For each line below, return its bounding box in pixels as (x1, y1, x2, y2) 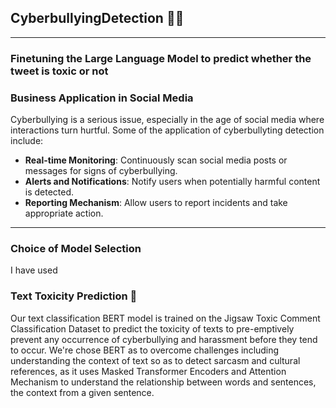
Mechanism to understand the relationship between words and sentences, (10, 376, 317, 388)
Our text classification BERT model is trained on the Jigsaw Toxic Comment (10, 312, 321, 324)
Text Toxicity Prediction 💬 (10, 289, 138, 303)
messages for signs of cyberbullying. (24, 165, 178, 177)
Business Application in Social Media (10, 91, 194, 105)
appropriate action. (24, 207, 104, 220)
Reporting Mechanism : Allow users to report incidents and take (24, 197, 288, 209)
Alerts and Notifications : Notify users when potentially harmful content (24, 176, 321, 188)
